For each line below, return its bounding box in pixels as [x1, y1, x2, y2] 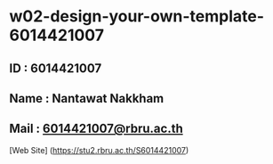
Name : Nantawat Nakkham [9, 91, 165, 106]
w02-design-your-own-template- [9, 6, 265, 27]
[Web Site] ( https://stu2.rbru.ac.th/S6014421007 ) [9, 144, 189, 155]
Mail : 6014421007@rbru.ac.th [9, 121, 184, 136]
